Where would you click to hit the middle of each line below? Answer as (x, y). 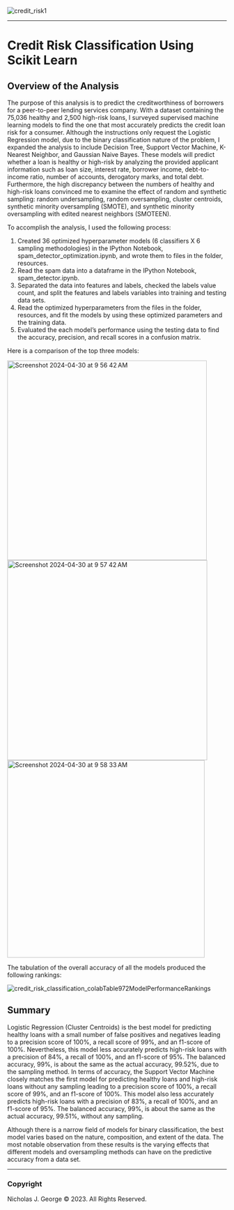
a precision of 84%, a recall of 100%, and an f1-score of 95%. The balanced (116, 1057)
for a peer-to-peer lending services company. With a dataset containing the (116, 110)
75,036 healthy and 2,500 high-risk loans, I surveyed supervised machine (113, 118)
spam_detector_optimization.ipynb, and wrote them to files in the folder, (120, 256)
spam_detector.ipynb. (48, 278)
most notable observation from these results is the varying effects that (108, 1144)
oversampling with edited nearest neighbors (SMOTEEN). (89, 214)
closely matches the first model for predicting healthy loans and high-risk (112, 1079)
